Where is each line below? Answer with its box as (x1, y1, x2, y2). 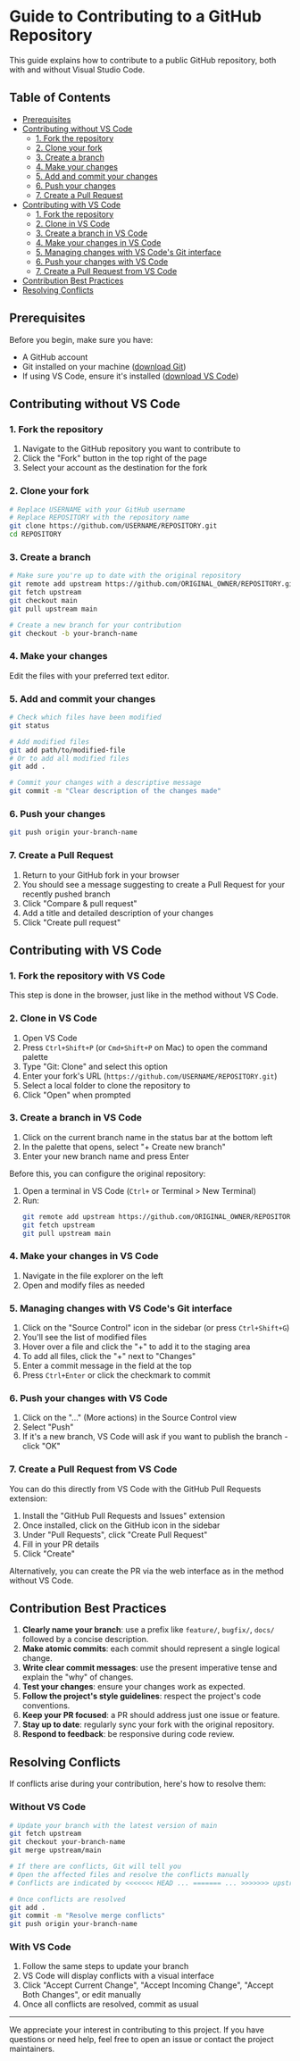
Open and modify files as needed (21, 1280, 146, 1290)
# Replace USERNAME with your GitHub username (9, 505, 186, 514)
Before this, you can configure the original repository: (9, 1168, 206, 1179)
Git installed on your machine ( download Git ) (21, 361, 187, 371)
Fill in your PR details (21, 1539, 100, 1549)
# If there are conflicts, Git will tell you (9, 1862, 181, 1872)
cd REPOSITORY (9, 530, 62, 539)
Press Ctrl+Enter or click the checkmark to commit (21, 1370, 212, 1381)
